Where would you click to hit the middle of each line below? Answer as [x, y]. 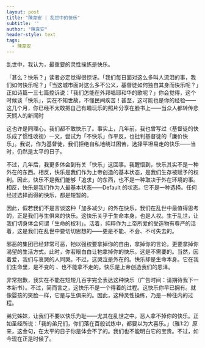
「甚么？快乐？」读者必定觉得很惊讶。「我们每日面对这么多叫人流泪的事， [99, 77]
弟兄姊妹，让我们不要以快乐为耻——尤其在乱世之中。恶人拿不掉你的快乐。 [100, 316]
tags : [13, 40]
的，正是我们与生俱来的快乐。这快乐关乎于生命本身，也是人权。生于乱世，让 [103, 215]
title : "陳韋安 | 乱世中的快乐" [43, 18]
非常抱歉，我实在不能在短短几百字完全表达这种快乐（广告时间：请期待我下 [100, 280]
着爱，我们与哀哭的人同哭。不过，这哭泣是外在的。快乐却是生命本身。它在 [100, 259]
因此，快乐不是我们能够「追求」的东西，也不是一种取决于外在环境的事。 [108, 180]
